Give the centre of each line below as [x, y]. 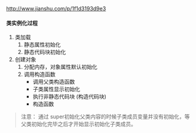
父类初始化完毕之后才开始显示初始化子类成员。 [78, 124]
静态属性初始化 [42, 45]
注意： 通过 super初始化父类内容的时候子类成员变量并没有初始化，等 [105, 117]
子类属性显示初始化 [56, 89]
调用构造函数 [39, 74]
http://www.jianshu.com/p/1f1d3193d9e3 [56, 9]
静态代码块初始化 [45, 52]
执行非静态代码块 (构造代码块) [69, 97]
